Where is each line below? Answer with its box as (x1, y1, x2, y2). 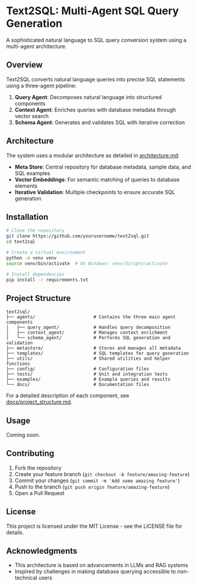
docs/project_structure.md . (6, 398, 73, 406)
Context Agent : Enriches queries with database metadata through (14, 106, 176, 113)
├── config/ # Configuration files (6, 366, 150, 372)
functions (6, 361, 31, 367)
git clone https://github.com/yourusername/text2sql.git (6, 233, 150, 239)
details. (6, 528, 24, 536)
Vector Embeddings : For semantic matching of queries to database (14, 176, 180, 183)
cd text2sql (6, 239, 35, 245)
